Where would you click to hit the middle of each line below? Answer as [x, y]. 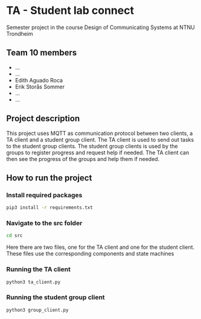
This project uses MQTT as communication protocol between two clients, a [100, 133]
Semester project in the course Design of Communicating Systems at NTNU [101, 27]
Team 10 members [42, 53]
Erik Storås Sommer [40, 87]
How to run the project [49, 178]
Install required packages [44, 195]
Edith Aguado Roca [39, 80]
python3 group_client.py [37, 310]
